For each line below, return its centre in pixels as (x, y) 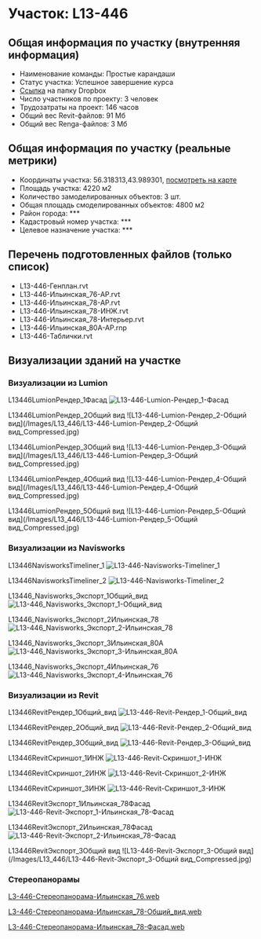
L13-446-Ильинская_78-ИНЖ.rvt (74, 310)
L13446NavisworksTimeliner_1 (56, 565)
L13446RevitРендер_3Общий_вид (63, 743)
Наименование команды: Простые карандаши (97, 74)
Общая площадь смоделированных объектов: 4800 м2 (112, 204)
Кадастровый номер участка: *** (75, 222)
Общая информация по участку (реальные (120, 149)
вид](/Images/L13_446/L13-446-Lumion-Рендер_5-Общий (103, 519)
